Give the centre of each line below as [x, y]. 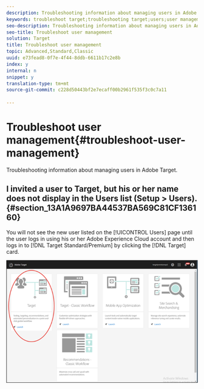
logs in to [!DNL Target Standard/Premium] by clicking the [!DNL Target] [96, 245]
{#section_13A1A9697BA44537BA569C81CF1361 [101, 208]
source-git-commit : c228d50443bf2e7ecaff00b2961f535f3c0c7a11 [87, 90]
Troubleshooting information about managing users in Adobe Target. [92, 170]
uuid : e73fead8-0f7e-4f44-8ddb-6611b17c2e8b [63, 58]
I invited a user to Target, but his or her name [93, 189]
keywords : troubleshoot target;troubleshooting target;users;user [92, 19]
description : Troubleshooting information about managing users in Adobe [102, 13]
